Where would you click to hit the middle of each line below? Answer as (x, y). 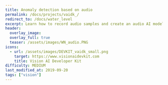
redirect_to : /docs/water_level (39, 19)
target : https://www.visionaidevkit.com (57, 56)
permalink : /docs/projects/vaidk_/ (42, 14)
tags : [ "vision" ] (23, 75)
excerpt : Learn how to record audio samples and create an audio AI (78, 24)
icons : (12, 47)
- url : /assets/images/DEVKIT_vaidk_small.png (59, 51)
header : (13, 28)
